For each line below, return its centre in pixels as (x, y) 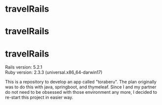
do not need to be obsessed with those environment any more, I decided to (81, 92)
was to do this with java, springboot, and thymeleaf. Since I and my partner (81, 87)
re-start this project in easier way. (39, 97)
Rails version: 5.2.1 (24, 67)
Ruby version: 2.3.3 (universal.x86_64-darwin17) (54, 72)
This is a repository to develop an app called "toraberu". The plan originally (81, 82)
